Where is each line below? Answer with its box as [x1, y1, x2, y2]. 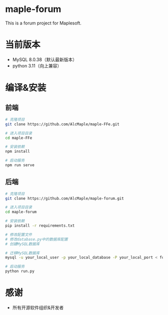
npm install [5, 149, 30, 154]
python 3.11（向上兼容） [12, 62, 62, 68]
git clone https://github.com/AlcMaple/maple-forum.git [5, 196, 124, 201]
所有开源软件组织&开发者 [12, 305, 64, 311]
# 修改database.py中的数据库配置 [5, 237, 68, 242]
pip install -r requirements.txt [5, 223, 75, 228]
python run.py [5, 269, 35, 274]
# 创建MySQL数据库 [5, 241, 40, 247]
